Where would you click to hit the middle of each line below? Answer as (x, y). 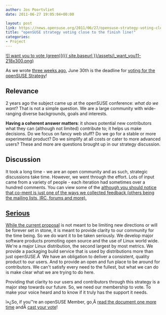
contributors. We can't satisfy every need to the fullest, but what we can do (82, 267)
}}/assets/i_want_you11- (117, 55)
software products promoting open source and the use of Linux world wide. (82, 241)
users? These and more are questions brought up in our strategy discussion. (83, 144)
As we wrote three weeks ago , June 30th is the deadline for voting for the (81, 70)
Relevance (22, 91)
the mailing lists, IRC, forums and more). (46, 197)
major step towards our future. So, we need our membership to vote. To (78, 287)
